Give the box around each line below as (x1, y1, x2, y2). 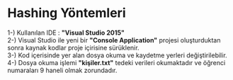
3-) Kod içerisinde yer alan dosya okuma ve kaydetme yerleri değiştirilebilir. (7, 51, 228, 59)
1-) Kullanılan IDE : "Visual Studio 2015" (7, 28, 125, 37)
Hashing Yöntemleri (7, 5, 126, 21)
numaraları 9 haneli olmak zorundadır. (7, 66, 118, 74)
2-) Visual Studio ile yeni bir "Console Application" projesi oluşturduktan (7, 35, 221, 44)
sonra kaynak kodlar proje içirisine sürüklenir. (7, 43, 140, 52)
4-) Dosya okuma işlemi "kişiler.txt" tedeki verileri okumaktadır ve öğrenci (7, 58, 226, 67)
